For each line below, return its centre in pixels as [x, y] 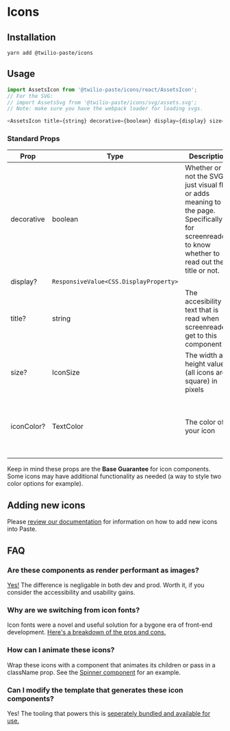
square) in [201, 381]
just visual [201, 185]
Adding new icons [46, 505]
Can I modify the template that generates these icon [95, 690]
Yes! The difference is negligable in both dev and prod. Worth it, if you [106, 585]
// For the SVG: [30, 96]
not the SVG [204, 177]
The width [201, 356]
